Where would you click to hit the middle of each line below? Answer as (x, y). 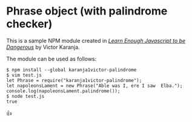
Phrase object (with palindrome (87, 11)
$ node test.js (25, 96)
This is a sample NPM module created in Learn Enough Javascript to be (96, 40)
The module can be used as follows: (51, 59)
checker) (29, 24)
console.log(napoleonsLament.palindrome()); (63, 91)
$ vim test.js (24, 75)
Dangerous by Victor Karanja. (43, 47)
